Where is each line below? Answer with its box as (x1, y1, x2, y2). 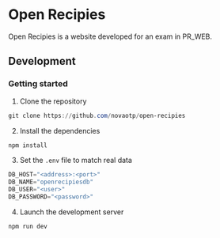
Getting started (8, 78, 69, 89)
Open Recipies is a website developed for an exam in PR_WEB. (8, 32, 212, 41)
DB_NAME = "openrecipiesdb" (8, 178, 93, 187)
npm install (8, 141, 47, 149)
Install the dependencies (19, 126, 101, 135)
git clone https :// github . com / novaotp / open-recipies (8, 111, 186, 119)
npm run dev (8, 222, 47, 230)
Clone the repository (19, 96, 87, 106)
